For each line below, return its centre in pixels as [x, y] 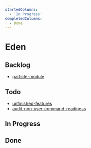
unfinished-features [32, 104]
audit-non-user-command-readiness [49, 109]
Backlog [18, 65]
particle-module [28, 77]
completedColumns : [24, 18]
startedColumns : [21, 9]
